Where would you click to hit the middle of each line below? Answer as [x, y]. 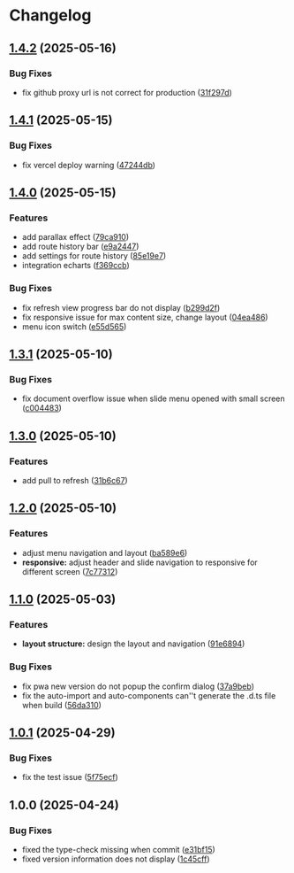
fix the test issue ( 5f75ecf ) [70, 777]
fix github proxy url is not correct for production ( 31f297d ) [127, 92]
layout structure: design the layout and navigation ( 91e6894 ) [133, 644]
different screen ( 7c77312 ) [70, 571]
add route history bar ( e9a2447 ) [80, 247]
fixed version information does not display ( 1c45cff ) [116, 859]
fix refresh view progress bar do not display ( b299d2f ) [121, 307]
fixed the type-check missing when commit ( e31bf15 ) [119, 849]
